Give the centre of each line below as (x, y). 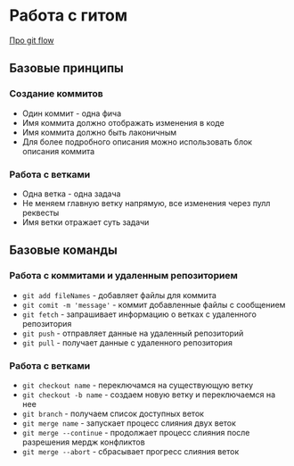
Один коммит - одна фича (72, 113)
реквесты (41, 212)
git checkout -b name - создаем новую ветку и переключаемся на (149, 395)
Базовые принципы (66, 68)
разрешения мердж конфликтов (83, 442)
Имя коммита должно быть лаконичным (99, 132)
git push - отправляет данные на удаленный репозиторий (133, 333)
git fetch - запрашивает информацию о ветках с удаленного (139, 314)
